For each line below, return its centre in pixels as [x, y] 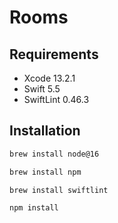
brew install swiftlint [59, 190]
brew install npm [45, 172]
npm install [34, 208]
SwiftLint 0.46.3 [56, 99]
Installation [45, 131]
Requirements [54, 54]
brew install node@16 [54, 154]
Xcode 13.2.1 [49, 78]
